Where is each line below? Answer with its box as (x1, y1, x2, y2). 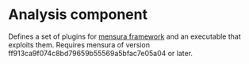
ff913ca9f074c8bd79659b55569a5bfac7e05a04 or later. (8, 48, 193, 58)
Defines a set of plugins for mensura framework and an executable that (8, 32, 242, 41)
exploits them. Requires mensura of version (8, 40, 151, 49)
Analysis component (8, 6, 148, 24)
